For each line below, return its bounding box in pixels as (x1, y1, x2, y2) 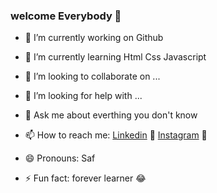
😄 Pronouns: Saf (24, 152, 96, 164)
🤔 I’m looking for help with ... (24, 90, 143, 102)
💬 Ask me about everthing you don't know (24, 109, 198, 121)
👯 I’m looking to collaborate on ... (24, 70, 161, 83)
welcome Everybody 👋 (10, 9, 122, 23)
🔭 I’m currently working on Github (24, 32, 164, 44)
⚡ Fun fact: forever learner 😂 (24, 172, 147, 184)
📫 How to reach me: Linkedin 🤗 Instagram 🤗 (24, 129, 208, 141)
